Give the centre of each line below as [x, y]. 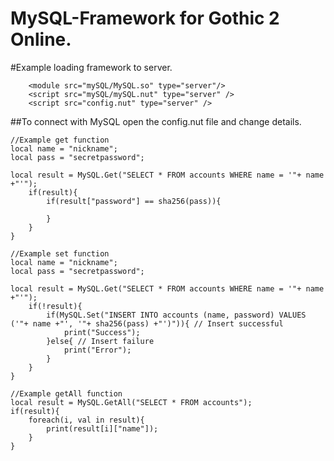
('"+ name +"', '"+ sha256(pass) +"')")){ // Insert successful [147, 323]
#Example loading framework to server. [91, 67]
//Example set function [60, 253]
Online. [41, 39]
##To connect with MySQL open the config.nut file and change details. [156, 121]
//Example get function [60, 140]
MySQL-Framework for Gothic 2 [145, 18]
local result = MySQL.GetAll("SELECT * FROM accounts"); [131, 402]
